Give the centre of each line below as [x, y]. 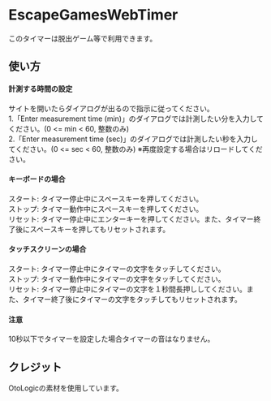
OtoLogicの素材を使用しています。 [66, 388]
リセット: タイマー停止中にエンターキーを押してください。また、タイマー [131, 219]
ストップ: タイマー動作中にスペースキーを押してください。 [106, 209]
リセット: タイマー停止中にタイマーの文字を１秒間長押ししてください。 [128, 289]
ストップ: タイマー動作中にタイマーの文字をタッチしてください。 [117, 278]
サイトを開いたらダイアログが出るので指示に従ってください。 [111, 108]
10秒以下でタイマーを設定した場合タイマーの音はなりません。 [112, 339]
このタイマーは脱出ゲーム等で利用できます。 [83, 38]
